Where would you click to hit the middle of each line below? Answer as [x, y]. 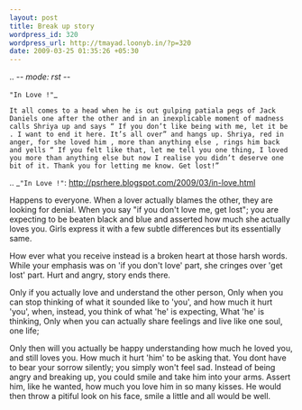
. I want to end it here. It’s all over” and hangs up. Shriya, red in [146, 135]
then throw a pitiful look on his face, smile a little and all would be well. [140, 396]
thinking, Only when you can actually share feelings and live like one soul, [146, 322]
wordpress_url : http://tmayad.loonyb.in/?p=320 [101, 43]
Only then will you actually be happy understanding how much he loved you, [151, 349]
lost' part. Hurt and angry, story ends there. [90, 275]
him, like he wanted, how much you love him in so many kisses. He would [146, 387]
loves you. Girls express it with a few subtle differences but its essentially [145, 229]
